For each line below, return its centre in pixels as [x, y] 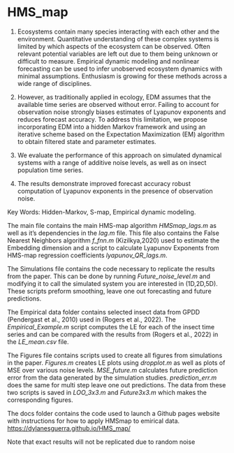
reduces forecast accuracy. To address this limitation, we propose [112, 119]
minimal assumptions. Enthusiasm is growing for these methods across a [122, 76]
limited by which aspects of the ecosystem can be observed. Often [114, 46]
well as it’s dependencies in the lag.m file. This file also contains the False [114, 233]
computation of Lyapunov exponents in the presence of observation [115, 191]
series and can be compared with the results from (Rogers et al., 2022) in [113, 334]
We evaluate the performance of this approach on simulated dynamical [119, 155]
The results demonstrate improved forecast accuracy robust [104, 183]
